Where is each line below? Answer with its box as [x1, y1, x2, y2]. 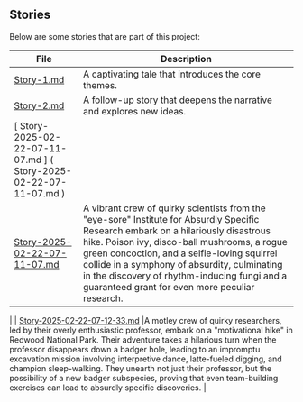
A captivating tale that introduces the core [82, 68, 262, 80]
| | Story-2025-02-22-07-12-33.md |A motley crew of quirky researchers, [9, 315, 282, 325]
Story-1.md [14, 73, 65, 86]
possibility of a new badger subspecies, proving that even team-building [9, 372, 279, 383]
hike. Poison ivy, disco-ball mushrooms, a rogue [82, 235, 289, 248]
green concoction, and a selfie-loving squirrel [82, 247, 278, 260]
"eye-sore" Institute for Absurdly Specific [82, 213, 260, 225]
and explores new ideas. [82, 105, 187, 117]
